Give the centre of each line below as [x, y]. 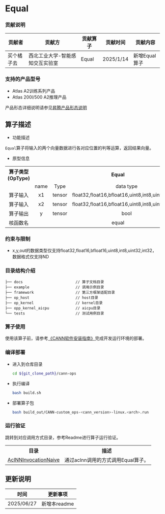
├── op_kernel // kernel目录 [54, 303]
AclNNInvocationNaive [34, 460]
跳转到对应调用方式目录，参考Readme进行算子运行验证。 [63, 437]
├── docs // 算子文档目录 [55, 282]
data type [127, 186]
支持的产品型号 [23, 79]
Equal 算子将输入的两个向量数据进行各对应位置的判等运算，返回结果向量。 [79, 148]
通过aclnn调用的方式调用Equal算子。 [107, 460]
